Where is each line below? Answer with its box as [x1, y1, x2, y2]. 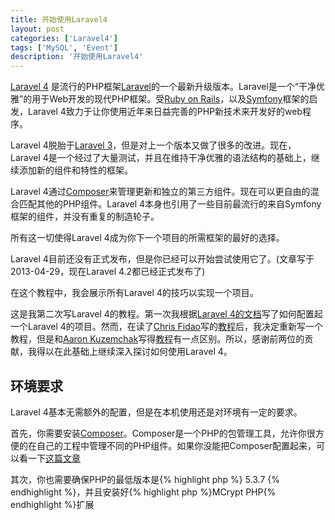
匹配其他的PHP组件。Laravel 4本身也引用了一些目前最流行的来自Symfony [18, 198, 322, 210]
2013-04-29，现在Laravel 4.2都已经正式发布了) [10, 266, 206, 278]
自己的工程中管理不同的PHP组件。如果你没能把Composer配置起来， [36, 439, 317, 451]
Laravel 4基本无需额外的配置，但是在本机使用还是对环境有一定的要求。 [10, 406, 303, 418]
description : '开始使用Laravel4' [10, 52, 144, 62]
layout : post [10, 24, 65, 34]
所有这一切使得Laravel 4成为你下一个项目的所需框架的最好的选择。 [10, 232, 285, 244]
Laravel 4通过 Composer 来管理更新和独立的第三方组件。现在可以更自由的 [10, 186, 311, 198]
